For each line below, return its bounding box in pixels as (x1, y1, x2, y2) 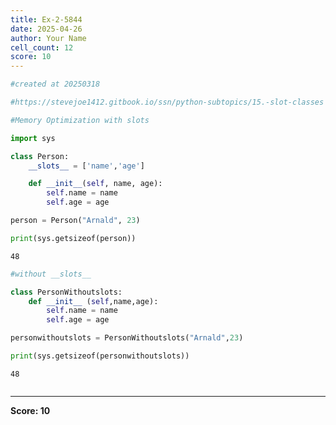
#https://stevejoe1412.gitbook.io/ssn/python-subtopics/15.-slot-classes (10, 97, 325, 107)
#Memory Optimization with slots (10, 115, 150, 125)
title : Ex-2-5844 (10, 14, 83, 25)
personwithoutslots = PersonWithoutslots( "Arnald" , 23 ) (10, 333, 244, 343)
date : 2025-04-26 (10, 24, 83, 34)
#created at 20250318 (10, 79, 101, 90)
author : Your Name (10, 33, 87, 43)
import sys (10, 133, 56, 143)
